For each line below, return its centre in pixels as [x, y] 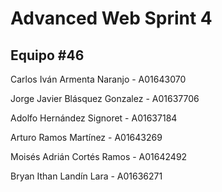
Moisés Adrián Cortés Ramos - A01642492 [99, 156]
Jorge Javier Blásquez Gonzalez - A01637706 [105, 98]
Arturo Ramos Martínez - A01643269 [86, 137]
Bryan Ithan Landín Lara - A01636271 [86, 176]
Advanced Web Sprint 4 [111, 18]
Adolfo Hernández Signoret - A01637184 [94, 118]
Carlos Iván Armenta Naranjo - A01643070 [98, 79]
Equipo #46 [47, 55]
